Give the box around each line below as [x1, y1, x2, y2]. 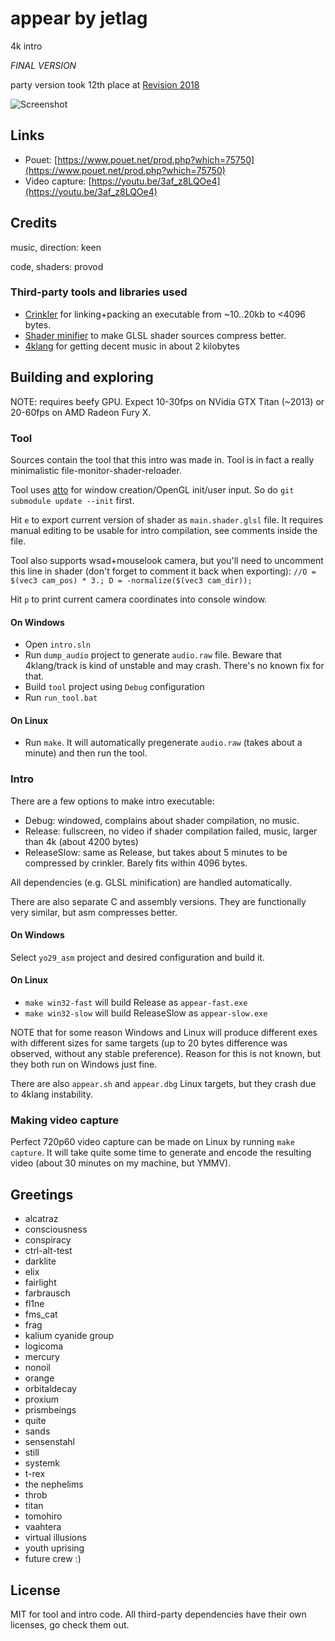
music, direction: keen [10, 241, 102, 253]
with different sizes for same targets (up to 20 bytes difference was [10, 1037, 288, 1049]
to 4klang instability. [10, 1088, 93, 1101]
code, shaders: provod [10, 260, 104, 272]
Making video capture [10, 1113, 120, 1127]
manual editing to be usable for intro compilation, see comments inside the [10, 524, 318, 536]
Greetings [10, 1186, 74, 1203]
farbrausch [24, 1287, 71, 1299]
